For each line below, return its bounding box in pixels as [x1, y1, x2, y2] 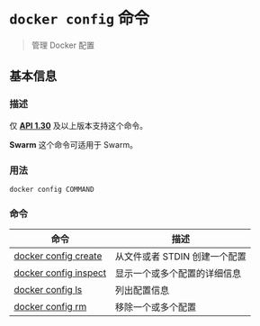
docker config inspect [13, 267, 106, 279]
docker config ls [13, 284, 83, 296]
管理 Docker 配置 [31, 40, 94, 50]
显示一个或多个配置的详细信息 [114, 267, 241, 280]
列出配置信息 [114, 285, 169, 297]
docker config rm [13, 301, 87, 313]
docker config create [13, 249, 103, 262]
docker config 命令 [9, 8, 150, 29]
